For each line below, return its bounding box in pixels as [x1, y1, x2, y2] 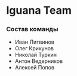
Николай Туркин [14, 51, 57, 59]
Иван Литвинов [14, 38, 55, 45]
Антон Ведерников [14, 57, 63, 65]
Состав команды [6, 25, 58, 34]
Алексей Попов [14, 64, 55, 71]
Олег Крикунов [14, 45, 54, 52]
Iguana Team [6, 4, 72, 17]
